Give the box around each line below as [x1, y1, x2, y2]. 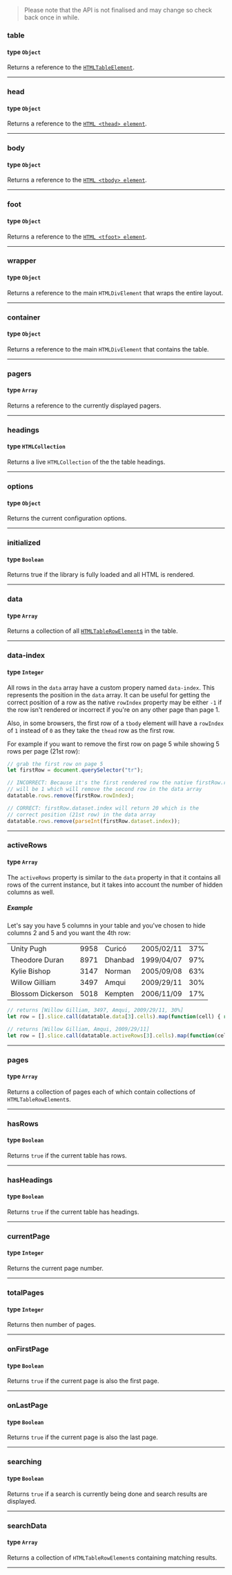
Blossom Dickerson [10, 989, 74, 999]
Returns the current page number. [7, 1264, 104, 1273]
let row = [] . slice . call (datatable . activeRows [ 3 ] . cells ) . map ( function [7, 1032, 215, 1039]
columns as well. [7, 887, 55, 896]
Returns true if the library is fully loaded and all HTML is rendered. [7, 571, 195, 579]
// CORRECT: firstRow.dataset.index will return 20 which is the [7, 804, 199, 812]
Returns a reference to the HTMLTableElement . [7, 63, 135, 71]
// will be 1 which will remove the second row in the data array [7, 786, 202, 793]
